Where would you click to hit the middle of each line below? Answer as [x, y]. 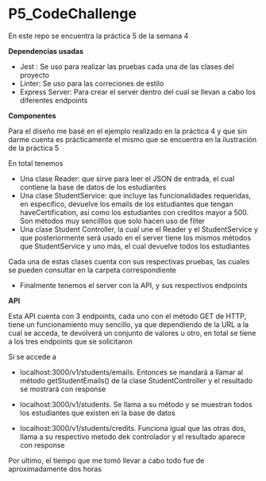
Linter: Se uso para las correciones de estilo [92, 83]
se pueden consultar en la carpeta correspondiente [93, 270]
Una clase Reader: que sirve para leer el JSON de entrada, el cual [127, 179]
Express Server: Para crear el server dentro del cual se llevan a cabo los [138, 91]
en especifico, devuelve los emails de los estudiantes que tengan [126, 204]
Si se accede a [33, 356]
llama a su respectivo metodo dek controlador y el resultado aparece [132, 437]
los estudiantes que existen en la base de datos [98, 413]
